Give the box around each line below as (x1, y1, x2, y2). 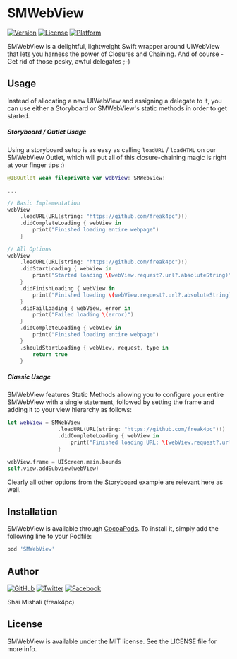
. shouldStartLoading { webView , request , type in (20, 344, 169, 351)
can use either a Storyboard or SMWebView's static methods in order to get (7, 104, 228, 113)
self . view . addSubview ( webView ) (7, 465, 99, 472)
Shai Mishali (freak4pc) (7, 598, 75, 607)
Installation (7, 505, 58, 517)
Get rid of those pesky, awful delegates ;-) (7, 57, 130, 65)
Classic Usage (7, 373, 51, 382)
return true (32, 350, 68, 358)
